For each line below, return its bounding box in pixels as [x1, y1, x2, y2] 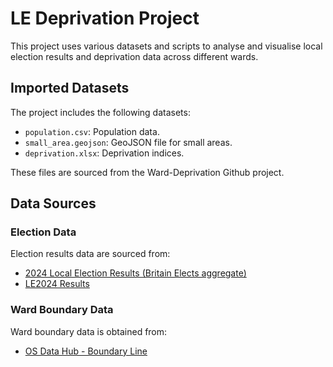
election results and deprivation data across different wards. [10, 50, 259, 62]
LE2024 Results [24, 278, 90, 290]
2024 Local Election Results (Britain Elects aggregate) [24, 267, 247, 279]
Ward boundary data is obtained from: [10, 325, 168, 337]
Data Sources [10, 195, 97, 212]
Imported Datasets [10, 80, 130, 97]
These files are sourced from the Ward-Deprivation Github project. [10, 166, 285, 178]
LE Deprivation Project [10, 7, 200, 30]
